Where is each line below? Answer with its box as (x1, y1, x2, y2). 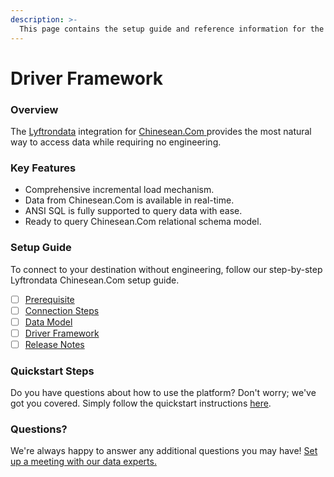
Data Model (24, 316, 73, 328)
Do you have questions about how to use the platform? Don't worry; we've (10, 387, 317, 399)
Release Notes (24, 338, 85, 350)
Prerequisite (24, 293, 75, 305)
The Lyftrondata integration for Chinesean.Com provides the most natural (10, 125, 312, 137)
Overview (10, 102, 59, 116)
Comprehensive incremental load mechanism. (24, 184, 215, 196)
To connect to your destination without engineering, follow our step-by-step (10, 263, 323, 275)
